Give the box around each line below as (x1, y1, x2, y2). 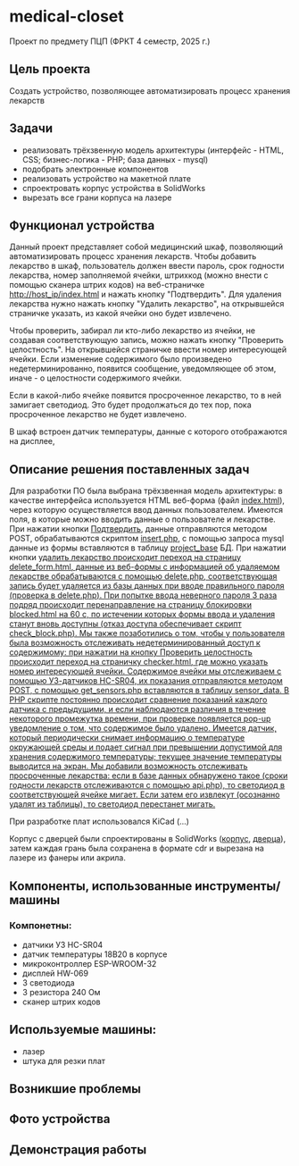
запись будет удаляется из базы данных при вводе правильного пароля (9, 581, 285, 591)
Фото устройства (9, 1111, 111, 1127)
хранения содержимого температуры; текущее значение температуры (9, 751, 283, 762)
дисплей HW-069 (21, 968, 89, 978)
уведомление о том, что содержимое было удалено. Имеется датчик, (9, 723, 277, 734)
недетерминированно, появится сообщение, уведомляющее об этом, (9, 364, 277, 374)
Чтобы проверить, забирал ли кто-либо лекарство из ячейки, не (9, 325, 256, 336)
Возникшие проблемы (9, 1081, 141, 1096)
